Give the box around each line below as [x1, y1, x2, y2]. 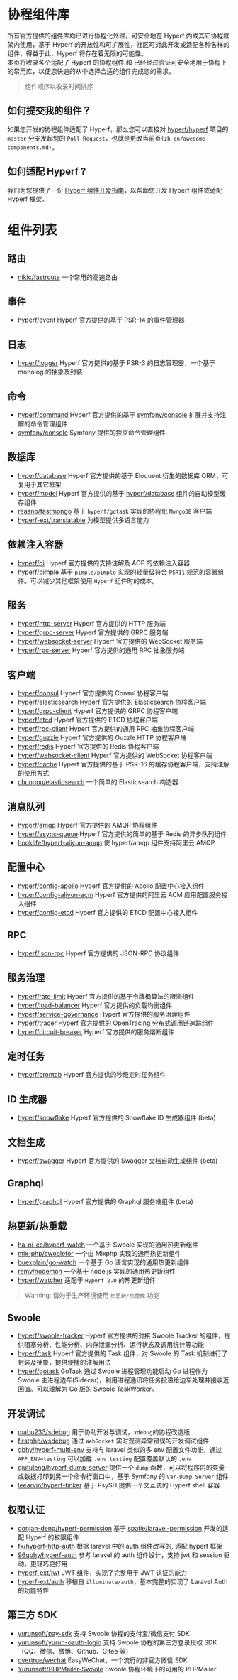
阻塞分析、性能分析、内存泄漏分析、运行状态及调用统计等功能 [23, 1340, 204, 1349]
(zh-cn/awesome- [160, 135, 209, 142]
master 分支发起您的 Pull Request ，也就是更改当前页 [7, 134, 161, 142]
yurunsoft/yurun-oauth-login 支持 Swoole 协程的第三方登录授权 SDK [17, 1638, 217, 1647]
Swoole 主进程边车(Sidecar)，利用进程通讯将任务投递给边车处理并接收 [17, 1376, 223, 1384]
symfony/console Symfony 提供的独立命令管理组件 [17, 428, 166, 437]
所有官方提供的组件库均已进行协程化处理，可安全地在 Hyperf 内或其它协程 [7, 31, 224, 40]
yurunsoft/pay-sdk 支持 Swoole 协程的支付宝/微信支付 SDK [17, 1629, 190, 1637]
